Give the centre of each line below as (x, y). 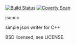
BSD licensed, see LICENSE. (35, 37)
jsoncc (12, 17)
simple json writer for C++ (33, 27)
